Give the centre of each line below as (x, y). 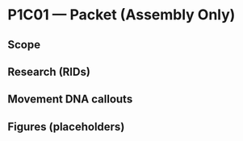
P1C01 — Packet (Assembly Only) (121, 15)
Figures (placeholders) (66, 126)
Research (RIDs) (49, 71)
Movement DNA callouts (70, 100)
